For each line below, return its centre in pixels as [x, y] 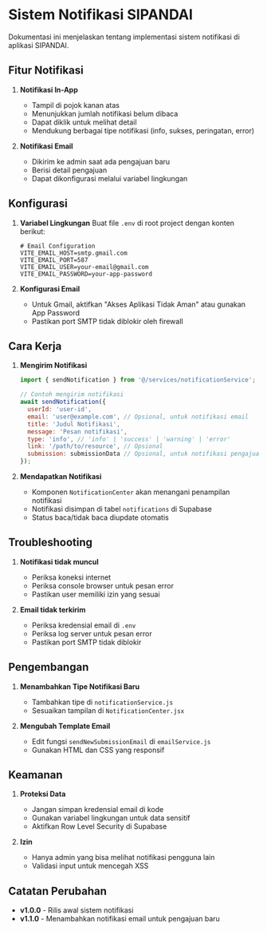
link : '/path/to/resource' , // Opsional [95, 446]
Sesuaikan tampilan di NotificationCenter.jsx [108, 710]
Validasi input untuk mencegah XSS [90, 866]
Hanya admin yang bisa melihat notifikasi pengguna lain [123, 858]
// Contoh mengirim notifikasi [72, 394]
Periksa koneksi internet [71, 577]
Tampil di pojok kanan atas [75, 105]
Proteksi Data [43, 794]
